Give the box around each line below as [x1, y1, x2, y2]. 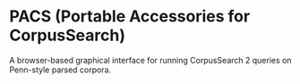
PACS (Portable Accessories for [9, 6, 251, 27]
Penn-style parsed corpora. [9, 64, 112, 75]
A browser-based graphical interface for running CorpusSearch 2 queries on [9, 55, 292, 65]
